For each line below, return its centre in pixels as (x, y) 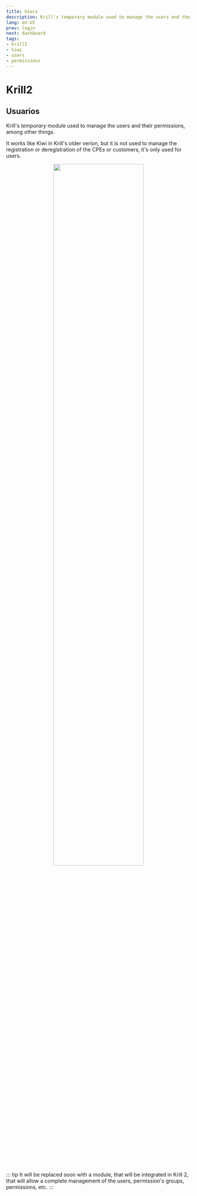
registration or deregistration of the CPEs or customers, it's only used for (94, 149)
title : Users (22, 11)
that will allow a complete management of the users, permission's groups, (95, 1181)
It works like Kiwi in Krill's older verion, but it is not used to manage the (91, 143)
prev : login (21, 28)
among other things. (30, 132)
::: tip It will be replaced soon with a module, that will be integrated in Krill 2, (97, 1174)
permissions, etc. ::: (30, 1187)
